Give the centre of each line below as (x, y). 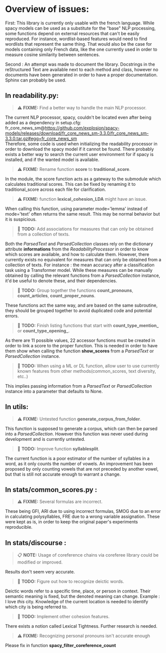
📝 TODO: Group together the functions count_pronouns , (75, 290)
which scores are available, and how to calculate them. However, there (77, 254)
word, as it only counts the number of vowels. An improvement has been (79, 464)
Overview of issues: (47, 9)
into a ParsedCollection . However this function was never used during (77, 434)
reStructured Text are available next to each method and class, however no (82, 69)
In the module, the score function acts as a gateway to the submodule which (83, 179)
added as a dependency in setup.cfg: (43, 122)
